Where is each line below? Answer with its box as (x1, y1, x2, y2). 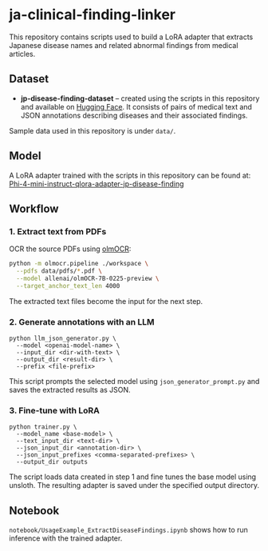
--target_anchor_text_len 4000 (16, 281, 120, 289)
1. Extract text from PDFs (9, 226, 107, 237)
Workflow (9, 202, 59, 215)
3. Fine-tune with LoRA (9, 405, 100, 416)
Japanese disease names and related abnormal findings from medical (9, 40, 238, 50)
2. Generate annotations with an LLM (9, 316, 155, 327)
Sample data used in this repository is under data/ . (9, 126, 176, 135)
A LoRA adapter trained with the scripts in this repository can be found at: (9, 170, 251, 180)
